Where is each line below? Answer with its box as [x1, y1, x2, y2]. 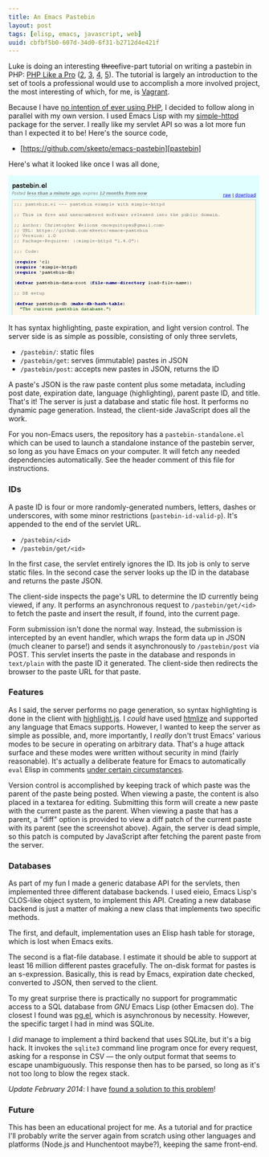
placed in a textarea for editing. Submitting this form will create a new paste [8, 797, 259, 807]
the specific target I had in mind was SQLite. [8, 1019, 155, 1028]
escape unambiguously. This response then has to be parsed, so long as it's [8, 1061, 260, 1070]
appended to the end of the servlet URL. [8, 519, 142, 529]
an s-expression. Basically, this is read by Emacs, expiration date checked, [8, 969, 255, 979]
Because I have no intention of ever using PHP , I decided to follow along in [8, 103, 255, 112]
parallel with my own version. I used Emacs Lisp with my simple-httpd [8, 111, 239, 121]
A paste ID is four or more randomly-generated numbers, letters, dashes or [8, 502, 256, 512]
